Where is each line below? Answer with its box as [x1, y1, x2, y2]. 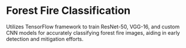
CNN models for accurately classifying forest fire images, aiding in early [6, 29, 180, 36]
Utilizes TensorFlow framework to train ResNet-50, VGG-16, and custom [6, 23, 180, 30]
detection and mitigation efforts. [6, 35, 84, 42]
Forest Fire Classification [6, 4, 131, 17]
